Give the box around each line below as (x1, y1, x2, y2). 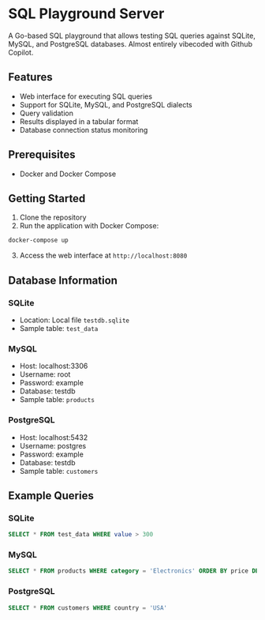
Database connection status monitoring (19, 125, 148, 134)
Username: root (19, 370, 71, 379)
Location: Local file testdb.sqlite (19, 315, 130, 325)
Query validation (19, 108, 73, 118)
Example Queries (8, 489, 95, 502)
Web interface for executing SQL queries (19, 92, 152, 101)
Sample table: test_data (19, 323, 99, 333)
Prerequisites (8, 148, 76, 162)
